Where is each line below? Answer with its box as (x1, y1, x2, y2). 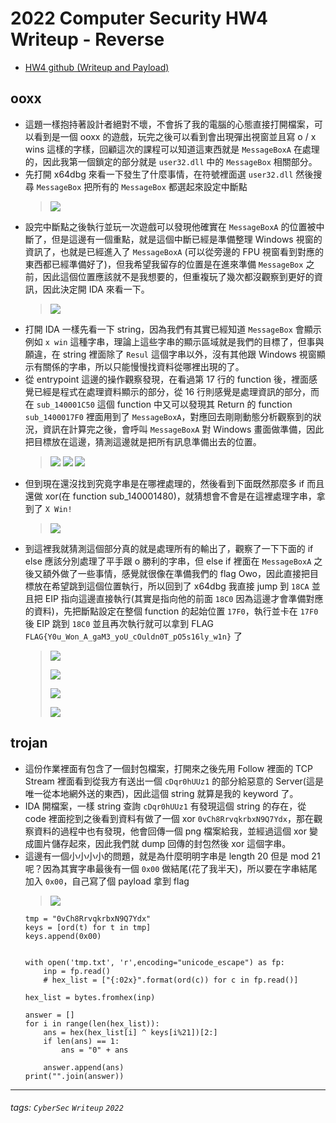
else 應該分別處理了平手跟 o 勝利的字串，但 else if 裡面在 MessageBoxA (24, 555, 312, 567)
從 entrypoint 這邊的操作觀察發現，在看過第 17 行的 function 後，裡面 (24, 373, 309, 385)
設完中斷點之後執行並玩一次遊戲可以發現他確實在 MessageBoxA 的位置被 (24, 220, 317, 232)
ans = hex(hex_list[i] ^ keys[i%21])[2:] (43, 1027, 218, 1037)
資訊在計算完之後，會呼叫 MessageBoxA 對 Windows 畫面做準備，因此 (42, 423, 325, 435)
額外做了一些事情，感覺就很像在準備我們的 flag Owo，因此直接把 (42, 567, 310, 579)
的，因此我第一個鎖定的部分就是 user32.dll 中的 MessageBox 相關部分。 (24, 155, 318, 167)
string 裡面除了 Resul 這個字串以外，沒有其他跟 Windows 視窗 (62, 348, 317, 360)
